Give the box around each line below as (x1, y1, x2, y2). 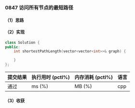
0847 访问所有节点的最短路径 (5, 4, 74, 11)
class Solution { (5, 40, 40, 45)
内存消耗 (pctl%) (74, 74, 113, 81)
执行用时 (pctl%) (31, 74, 70, 81)
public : (5, 44, 21, 49)
